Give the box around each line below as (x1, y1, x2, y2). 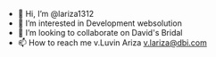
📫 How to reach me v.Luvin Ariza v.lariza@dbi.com (17, 37, 207, 48)
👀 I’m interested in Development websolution (17, 18, 183, 28)
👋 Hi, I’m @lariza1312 (17, 9, 95, 19)
